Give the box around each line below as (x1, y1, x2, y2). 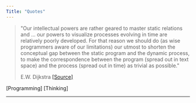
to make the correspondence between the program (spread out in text (20, 56, 189, 63)
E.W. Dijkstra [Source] (20, 73, 73, 80)
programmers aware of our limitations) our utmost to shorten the (20, 43, 176, 50)
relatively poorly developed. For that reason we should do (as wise (20, 37, 181, 44)
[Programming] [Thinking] (6, 84, 69, 91)
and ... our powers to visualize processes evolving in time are (20, 30, 167, 38)
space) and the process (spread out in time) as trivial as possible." (20, 62, 180, 69)
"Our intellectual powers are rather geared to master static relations (20, 25, 183, 32)
